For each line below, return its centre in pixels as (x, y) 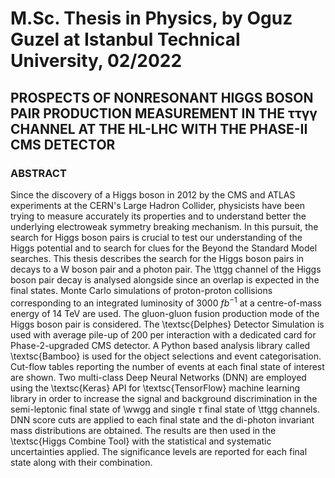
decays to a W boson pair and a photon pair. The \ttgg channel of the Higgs (166, 269)
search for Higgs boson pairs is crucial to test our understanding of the (156, 237)
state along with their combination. (81, 462)
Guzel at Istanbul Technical (125, 39)
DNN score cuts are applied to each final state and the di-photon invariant (162, 419)
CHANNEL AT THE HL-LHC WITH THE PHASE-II (159, 128)
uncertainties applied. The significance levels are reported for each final (159, 451)
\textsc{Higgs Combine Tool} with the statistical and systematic (141, 441)
